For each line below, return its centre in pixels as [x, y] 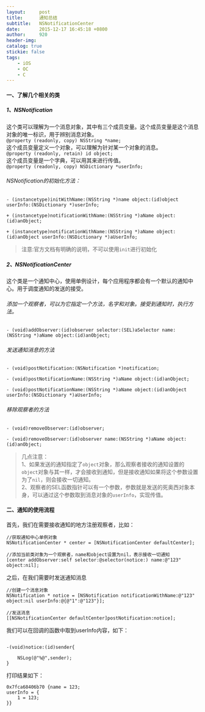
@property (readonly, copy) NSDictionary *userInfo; [75, 167]
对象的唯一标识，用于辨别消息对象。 [52, 134]
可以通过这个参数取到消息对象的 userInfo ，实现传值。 [99, 495]
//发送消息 [18, 613]
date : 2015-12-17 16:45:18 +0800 [57, 29]
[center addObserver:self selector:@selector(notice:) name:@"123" [94, 560]
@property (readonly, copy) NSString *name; [64, 141]
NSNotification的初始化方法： [44, 181]
